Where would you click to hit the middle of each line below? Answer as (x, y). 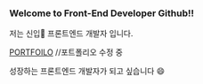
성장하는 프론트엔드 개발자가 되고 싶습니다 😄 (87, 71)
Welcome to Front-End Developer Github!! (101, 13)
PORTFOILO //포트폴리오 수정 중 (66, 52)
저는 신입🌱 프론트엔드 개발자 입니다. (71, 34)
